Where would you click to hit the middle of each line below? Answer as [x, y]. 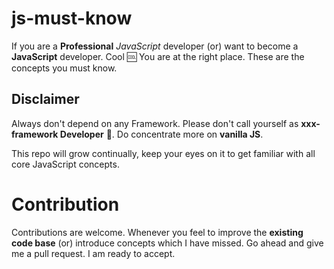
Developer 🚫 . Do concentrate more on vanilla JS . [161, 134]
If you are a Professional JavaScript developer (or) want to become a [155, 46]
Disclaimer [45, 99]
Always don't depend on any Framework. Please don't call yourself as [155, 123]
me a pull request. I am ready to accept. [93, 253]
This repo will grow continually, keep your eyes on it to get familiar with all [163, 153]
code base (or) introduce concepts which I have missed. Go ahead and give [167, 243]
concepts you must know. [64, 68]
